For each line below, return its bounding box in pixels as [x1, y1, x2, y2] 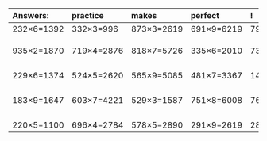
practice [71, 10, 104, 21]
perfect [190, 10, 220, 21]
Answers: [12, 10, 49, 21]
